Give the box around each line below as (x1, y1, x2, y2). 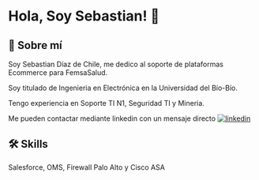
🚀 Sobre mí (8, 39, 62, 52)
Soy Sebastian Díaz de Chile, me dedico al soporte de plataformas (8, 59, 223, 69)
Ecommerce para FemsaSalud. (8, 68, 108, 77)
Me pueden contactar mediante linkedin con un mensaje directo (8, 114, 216, 123)
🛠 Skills (8, 137, 49, 151)
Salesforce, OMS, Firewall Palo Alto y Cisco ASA (8, 162, 166, 172)
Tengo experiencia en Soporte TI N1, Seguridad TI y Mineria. (8, 99, 205, 107)
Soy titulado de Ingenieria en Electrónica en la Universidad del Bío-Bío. (8, 83, 238, 92)
